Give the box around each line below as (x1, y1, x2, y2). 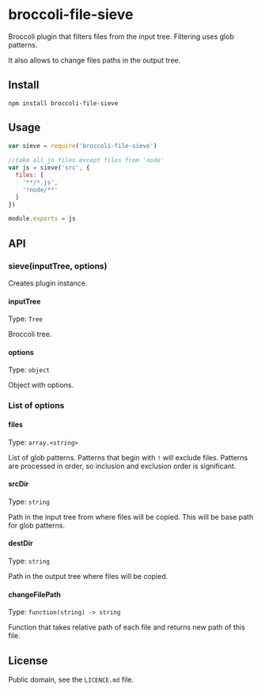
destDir (8, 539, 33, 548)
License (8, 654, 48, 667)
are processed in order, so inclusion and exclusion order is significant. (8, 461, 236, 471)
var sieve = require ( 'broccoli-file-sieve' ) (8, 142, 157, 149)
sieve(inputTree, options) (8, 260, 108, 271)
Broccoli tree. (8, 330, 52, 339)
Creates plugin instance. (8, 278, 88, 288)
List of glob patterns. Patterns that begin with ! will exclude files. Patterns (8, 452, 248, 462)
